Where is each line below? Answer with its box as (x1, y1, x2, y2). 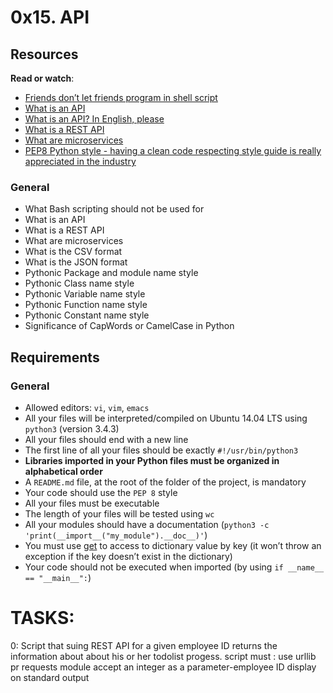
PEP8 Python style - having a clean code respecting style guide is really (24, 145, 322, 156)
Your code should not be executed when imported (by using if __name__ (24, 561, 325, 573)
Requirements (10, 349, 100, 366)
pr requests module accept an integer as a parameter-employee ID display (10, 661, 317, 673)
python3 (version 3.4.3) (24, 422, 120, 435)
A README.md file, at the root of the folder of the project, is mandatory (24, 476, 307, 488)
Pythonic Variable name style (24, 288, 146, 300)
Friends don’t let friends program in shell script (24, 92, 218, 103)
